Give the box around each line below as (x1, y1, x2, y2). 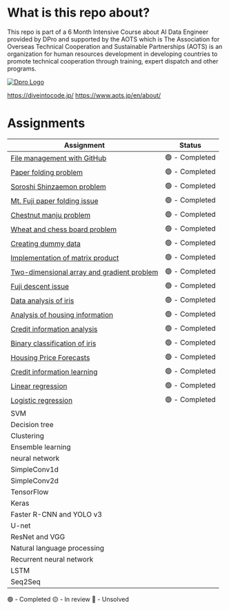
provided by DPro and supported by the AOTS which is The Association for (7, 35, 220, 43)
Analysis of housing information (10, 310, 114, 320)
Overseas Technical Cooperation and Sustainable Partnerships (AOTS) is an (7, 42, 223, 50)
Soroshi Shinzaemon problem (10, 182, 107, 191)
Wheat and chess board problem (10, 225, 117, 234)
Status (179, 140, 201, 150)
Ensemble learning (10, 442, 71, 452)
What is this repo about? (7, 5, 150, 21)
